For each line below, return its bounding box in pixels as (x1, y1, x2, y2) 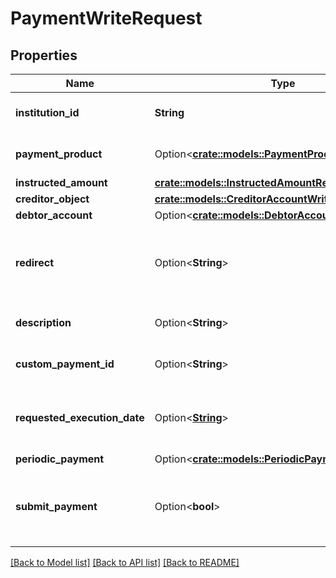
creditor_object (15, 192, 90, 206)
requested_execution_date (15, 411, 145, 424)
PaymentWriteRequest (10, 7, 203, 30)
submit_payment (15, 500, 98, 513)
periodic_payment (15, 452, 105, 466)
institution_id (15, 106, 80, 119)
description (15, 316, 72, 329)
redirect (15, 256, 55, 269)
